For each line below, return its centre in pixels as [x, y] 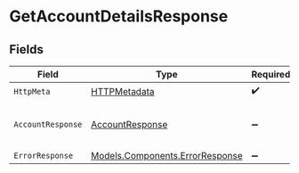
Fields [27, 49]
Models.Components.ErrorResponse [166, 156]
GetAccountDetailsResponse [119, 16]
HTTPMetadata [122, 91]
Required [271, 74]
